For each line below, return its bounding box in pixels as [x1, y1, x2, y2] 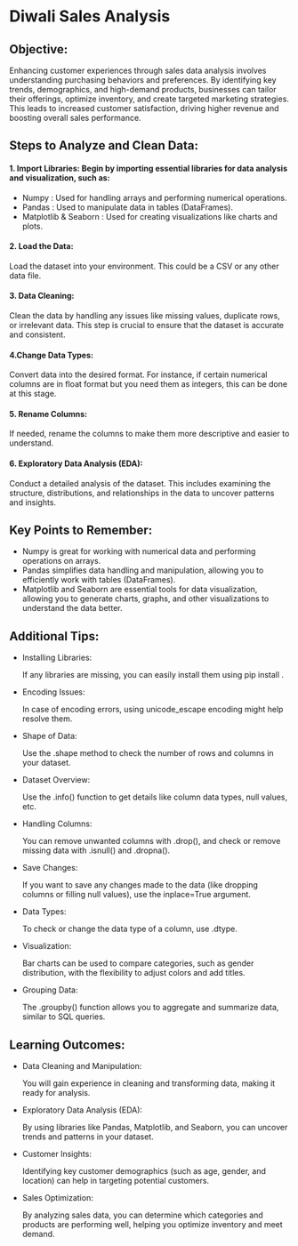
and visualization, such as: [9, 172, 110, 183]
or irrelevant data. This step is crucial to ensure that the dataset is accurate [9, 320, 285, 330]
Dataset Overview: [21, 775, 91, 785]
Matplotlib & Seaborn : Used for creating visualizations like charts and [21, 211, 278, 221]
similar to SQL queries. [21, 1011, 106, 1022]
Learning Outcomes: [9, 1037, 125, 1052]
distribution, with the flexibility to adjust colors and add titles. [21, 968, 246, 978]
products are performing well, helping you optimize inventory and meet [21, 1219, 283, 1230]
